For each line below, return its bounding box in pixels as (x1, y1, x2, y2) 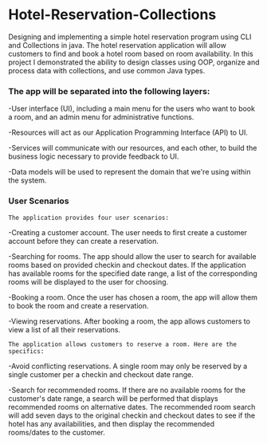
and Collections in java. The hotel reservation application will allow (8, 40, 227, 49)
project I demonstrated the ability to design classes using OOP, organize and (8, 57, 260, 67)
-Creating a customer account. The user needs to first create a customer (8, 227, 248, 237)
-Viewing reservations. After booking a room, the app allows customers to (8, 316, 251, 326)
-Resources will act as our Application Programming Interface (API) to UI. (8, 128, 249, 137)
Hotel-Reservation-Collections (8, 6, 217, 24)
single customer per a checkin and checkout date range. (8, 369, 194, 379)
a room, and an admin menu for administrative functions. (8, 112, 194, 122)
